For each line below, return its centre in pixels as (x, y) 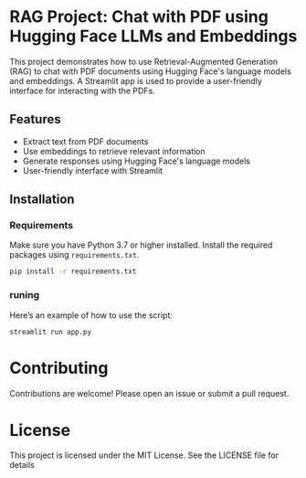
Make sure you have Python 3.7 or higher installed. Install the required (141, 245)
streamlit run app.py (51, 332)
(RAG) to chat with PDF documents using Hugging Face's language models (151, 71)
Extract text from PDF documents (85, 141)
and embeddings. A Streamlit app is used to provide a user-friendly (136, 80)
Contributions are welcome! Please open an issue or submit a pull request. (149, 393)
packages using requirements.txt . (74, 255)
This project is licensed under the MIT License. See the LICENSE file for (144, 455)
